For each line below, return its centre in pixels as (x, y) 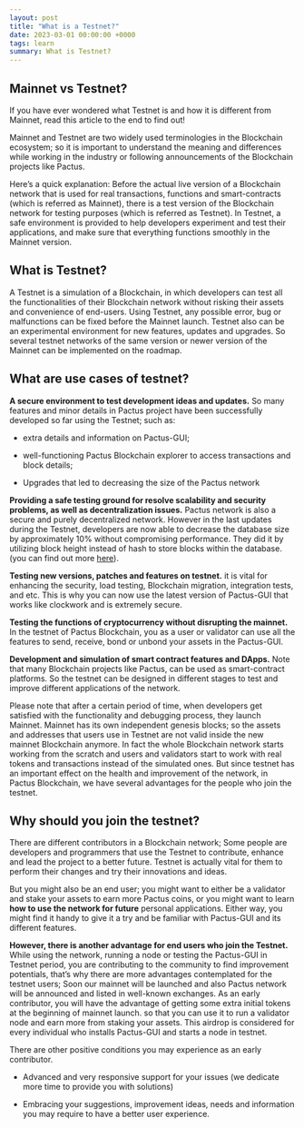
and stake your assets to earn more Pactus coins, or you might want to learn (152, 899)
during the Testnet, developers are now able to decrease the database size (150, 529)
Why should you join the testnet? (105, 821)
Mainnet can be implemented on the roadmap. (96, 350)
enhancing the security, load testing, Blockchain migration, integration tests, (152, 585)
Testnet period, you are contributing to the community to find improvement (149, 965)
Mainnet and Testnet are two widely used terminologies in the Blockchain (146, 137)
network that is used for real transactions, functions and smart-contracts (145, 193)
